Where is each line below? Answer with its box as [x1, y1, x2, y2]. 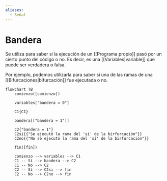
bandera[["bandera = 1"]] [14, 118, 70, 123]
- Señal [10, 12, 26, 17]
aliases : [5, 7, 24, 13]
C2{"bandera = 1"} [14, 127, 53, 133]
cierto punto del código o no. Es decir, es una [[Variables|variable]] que [5, 57, 155, 63]
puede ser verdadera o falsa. [5, 62, 66, 68]
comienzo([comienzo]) [14, 91, 60, 97]
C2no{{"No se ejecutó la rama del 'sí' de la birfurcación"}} [14, 136, 149, 141]
